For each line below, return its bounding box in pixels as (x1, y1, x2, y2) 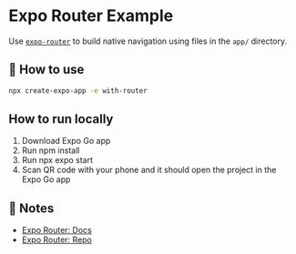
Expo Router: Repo (21, 234, 93, 246)
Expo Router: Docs (21, 225, 92, 236)
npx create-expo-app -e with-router (8, 86, 148, 96)
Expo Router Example (8, 5, 174, 26)
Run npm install (21, 145, 80, 156)
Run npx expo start (21, 155, 93, 166)
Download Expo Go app (21, 136, 111, 147)
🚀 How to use (8, 62, 85, 77)
